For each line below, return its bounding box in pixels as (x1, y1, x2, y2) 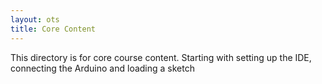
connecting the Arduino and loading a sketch (10, 62, 195, 74)
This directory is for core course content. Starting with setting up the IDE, (10, 51, 312, 63)
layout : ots (10, 14, 60, 25)
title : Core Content (10, 24, 97, 34)
